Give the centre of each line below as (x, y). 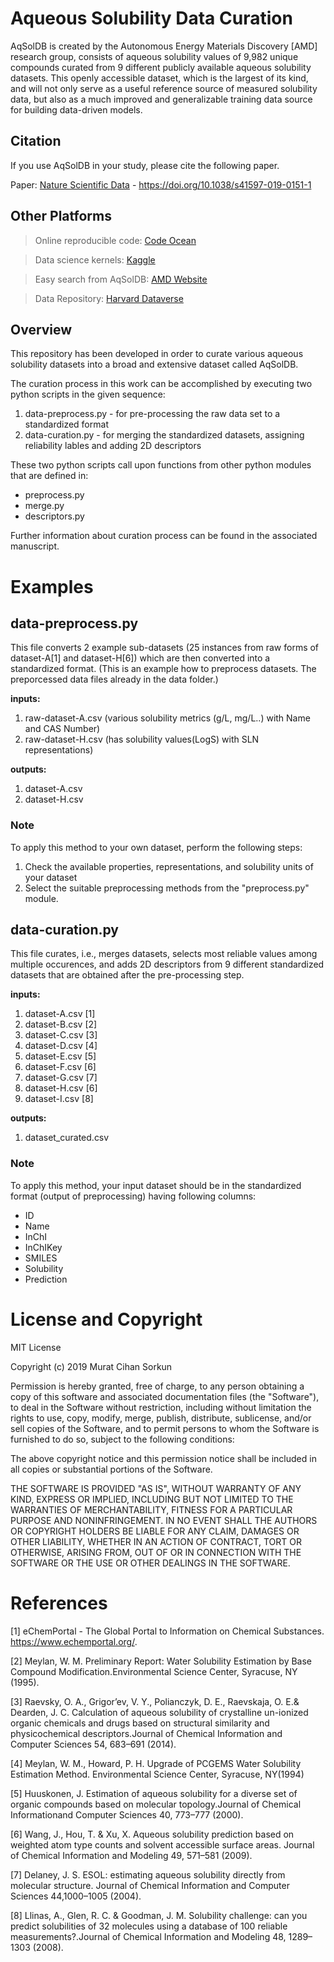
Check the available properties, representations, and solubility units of (169, 866)
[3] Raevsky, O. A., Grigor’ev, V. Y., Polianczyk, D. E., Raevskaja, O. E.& (155, 1701)
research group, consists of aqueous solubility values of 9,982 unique (154, 56)
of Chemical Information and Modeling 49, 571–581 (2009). (131, 1855)
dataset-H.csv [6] (61, 1088)
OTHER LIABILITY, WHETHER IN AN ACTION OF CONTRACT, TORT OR (156, 1541)
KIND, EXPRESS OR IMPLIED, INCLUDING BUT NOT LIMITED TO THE (152, 1499)
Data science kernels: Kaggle (95, 259)
